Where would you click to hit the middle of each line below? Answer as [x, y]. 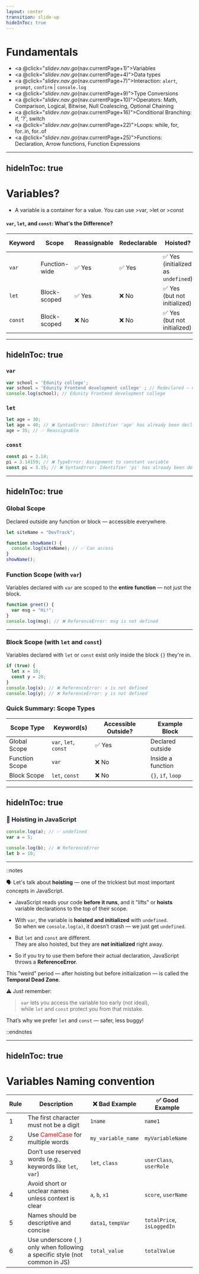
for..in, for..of [31, 132]
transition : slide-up [33, 17]
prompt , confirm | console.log [51, 87]
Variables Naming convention [81, 1081]
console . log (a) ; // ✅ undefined [46, 832]
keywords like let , [53, 1167]
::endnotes [19, 1032]
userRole [157, 1167]
